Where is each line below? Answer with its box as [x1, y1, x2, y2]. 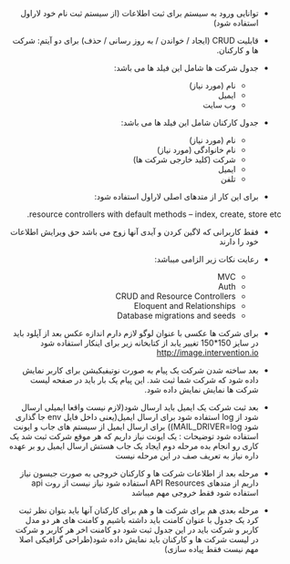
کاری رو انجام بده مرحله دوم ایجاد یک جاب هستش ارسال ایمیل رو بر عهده [8, 441, 259, 451]
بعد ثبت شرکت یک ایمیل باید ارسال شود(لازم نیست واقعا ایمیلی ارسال [20, 402, 259, 413]
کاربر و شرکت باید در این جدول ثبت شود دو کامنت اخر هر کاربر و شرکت [15, 524, 259, 535]
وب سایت [202, 99, 236, 110]
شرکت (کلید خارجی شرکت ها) [132, 154, 236, 165]
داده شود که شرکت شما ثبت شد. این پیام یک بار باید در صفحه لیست [29, 374, 259, 385]
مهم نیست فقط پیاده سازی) [163, 544, 259, 554]
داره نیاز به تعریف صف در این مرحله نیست [115, 450, 259, 461]
